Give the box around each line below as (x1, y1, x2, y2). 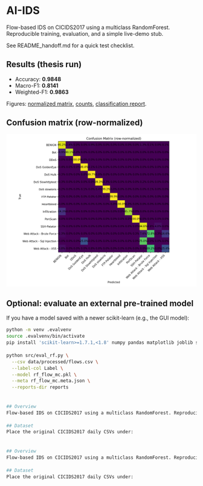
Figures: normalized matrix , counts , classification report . (6, 100, 147, 107)
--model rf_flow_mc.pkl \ (11, 372, 77, 378)
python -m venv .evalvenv (6, 327, 71, 333)
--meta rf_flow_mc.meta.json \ (11, 378, 91, 384)
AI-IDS (6, 4, 40, 18)
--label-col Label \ (11, 365, 63, 371)
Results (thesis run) (6, 59, 82, 70)
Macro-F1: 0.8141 (14, 82, 59, 89)
